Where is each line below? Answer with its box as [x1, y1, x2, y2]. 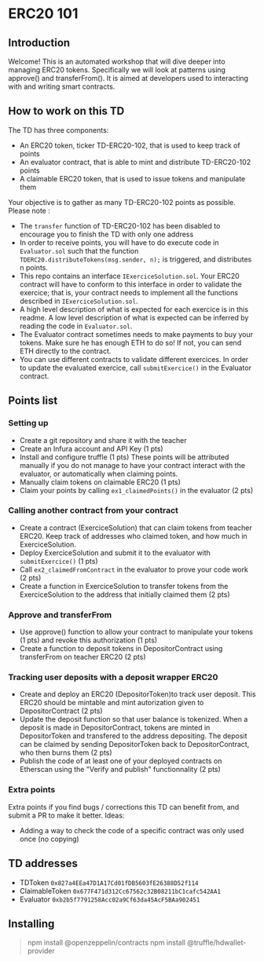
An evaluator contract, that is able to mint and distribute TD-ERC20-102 [19, 157, 251, 166]
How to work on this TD [8, 104, 125, 118]
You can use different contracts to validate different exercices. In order [19, 354, 249, 364]
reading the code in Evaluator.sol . [19, 321, 133, 331]
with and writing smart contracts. [8, 82, 115, 91]
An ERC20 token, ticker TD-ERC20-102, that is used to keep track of [19, 141, 241, 150]
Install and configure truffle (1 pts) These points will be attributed [19, 452, 229, 462]
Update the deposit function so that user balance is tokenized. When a [19, 715, 248, 724]
